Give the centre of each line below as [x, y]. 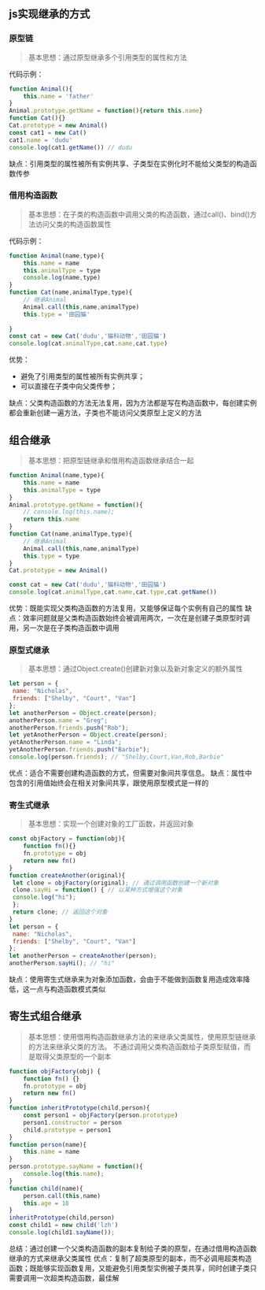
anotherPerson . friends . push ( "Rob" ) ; [69, 728]
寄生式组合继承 [45, 1016]
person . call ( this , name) [62, 1195]
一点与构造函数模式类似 [67, 989]
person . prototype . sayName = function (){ [76, 1167]
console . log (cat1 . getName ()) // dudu [71, 147]
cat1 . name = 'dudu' [41, 140]
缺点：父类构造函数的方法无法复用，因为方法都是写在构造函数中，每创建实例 [133, 403]
